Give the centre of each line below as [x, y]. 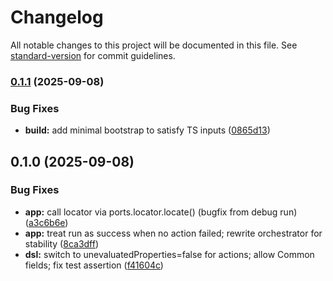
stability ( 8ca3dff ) [62, 243]
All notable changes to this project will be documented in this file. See [154, 45]
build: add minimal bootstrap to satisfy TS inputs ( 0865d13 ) [147, 130]
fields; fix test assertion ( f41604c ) [94, 265]
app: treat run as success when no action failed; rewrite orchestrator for [173, 233]
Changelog [57, 17]
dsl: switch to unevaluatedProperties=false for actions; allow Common [169, 254]
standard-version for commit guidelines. [93, 55]
